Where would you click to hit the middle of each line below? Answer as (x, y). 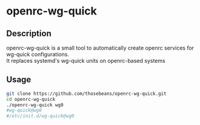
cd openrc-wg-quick (31, 99)
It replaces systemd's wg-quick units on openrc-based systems (86, 61)
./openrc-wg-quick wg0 (35, 105)
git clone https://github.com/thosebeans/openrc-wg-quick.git (86, 94)
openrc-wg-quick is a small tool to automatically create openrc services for (100, 48)
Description (29, 34)
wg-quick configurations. (38, 54)
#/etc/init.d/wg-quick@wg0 (40, 116)
